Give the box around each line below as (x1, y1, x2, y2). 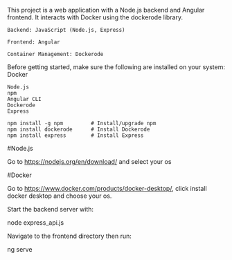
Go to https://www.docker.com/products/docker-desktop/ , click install (7, 185, 207, 192)
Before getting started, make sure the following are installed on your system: (7, 63, 225, 71)
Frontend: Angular (7, 39, 60, 46)
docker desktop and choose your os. (7, 192, 112, 200)
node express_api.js (7, 219, 64, 227)
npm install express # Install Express (7, 132, 144, 139)
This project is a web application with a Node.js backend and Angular (7, 6, 205, 14)
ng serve (7, 245, 33, 253)
